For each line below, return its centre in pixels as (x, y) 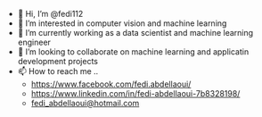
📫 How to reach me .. (58, 71)
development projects (57, 61)
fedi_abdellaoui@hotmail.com (85, 103)
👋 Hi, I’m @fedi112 (50, 14)
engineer (34, 42)
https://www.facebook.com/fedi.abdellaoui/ (111, 84)
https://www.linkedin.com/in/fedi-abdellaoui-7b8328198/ (135, 93)
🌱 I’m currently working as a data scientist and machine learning (135, 33)
